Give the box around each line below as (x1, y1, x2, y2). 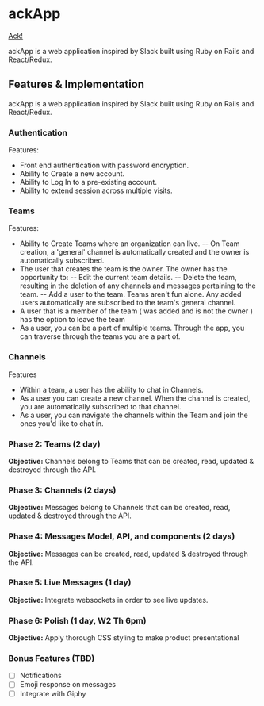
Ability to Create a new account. (19, 169, 125, 178)
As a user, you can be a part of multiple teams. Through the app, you (19, 323, 245, 333)
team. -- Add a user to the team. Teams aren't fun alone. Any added (19, 290, 242, 299)
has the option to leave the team (19, 315, 125, 324)
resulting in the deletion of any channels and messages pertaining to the (19, 281, 256, 290)
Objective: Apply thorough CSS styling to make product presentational (8, 633, 239, 643)
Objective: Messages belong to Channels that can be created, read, (8, 503, 231, 512)
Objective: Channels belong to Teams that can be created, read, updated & (8, 456, 254, 466)
